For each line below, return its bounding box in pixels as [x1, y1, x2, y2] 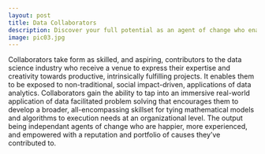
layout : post [8, 11, 51, 20]
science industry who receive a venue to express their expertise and [8, 64, 231, 73]
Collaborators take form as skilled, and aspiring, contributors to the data [8, 55, 242, 64]
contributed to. [8, 138, 57, 148]
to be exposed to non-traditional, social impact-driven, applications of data [8, 80, 252, 90]
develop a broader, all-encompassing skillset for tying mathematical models [8, 105, 255, 115]
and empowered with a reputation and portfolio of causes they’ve [8, 130, 221, 140]
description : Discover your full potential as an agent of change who [8, 26, 245, 34]
